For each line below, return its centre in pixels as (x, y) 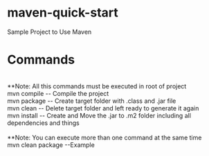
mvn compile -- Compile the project (58, 93)
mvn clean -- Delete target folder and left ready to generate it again (103, 108)
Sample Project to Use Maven (49, 32)
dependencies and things (43, 123)
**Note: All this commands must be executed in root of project (97, 86)
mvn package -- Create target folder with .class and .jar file (92, 101)
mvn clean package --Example (51, 145)
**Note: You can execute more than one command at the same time (104, 137)
